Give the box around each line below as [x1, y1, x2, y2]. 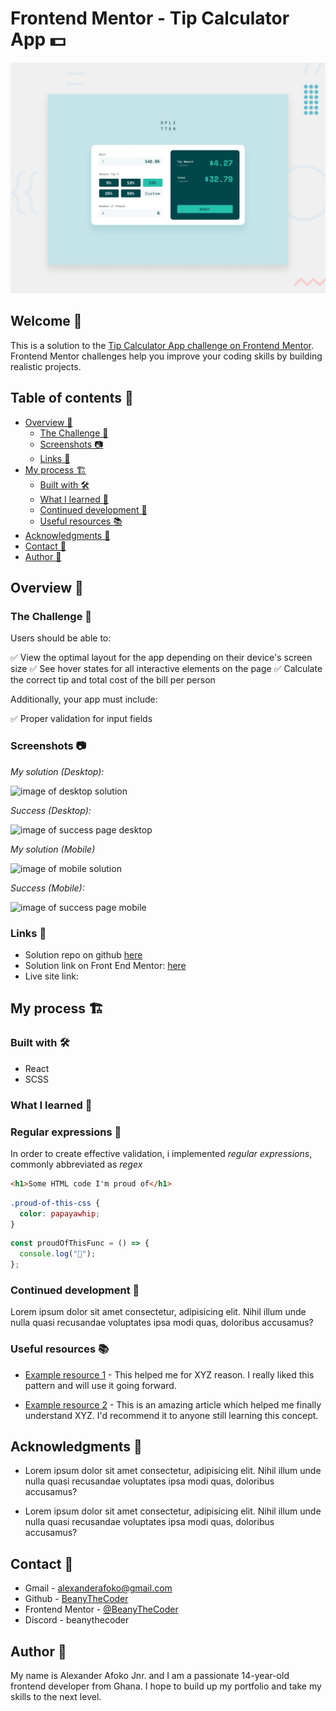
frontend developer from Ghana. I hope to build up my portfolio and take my [10, 1680, 322, 1692]
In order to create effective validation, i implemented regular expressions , [10, 1147, 313, 1159]
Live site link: [24, 970, 79, 982]
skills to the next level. [10, 1691, 102, 1703]
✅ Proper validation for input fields [10, 713, 153, 725]
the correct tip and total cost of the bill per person [10, 674, 216, 686]
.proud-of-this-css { [10, 1198, 101, 1208]
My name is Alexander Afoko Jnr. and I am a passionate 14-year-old [10, 1670, 290, 1682]
